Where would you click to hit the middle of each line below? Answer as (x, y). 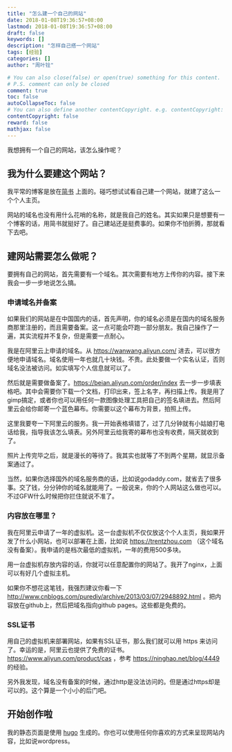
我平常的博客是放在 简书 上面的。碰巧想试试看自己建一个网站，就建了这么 (111, 192)
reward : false (28, 123)
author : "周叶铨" (30, 65)
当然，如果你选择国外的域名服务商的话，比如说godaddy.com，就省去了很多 (115, 479)
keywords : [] (26, 39)
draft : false (26, 33)
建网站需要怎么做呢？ (52, 256)
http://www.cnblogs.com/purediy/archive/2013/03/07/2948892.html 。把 (111, 596)
